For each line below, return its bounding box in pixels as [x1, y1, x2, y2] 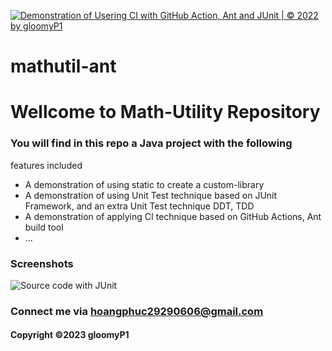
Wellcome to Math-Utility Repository [10, 101, 321, 124]
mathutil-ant [10, 55, 117, 78]
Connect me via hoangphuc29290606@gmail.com [10, 304, 264, 318]
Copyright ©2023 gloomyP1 [10, 329, 130, 341]
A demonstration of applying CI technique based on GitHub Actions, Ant [24, 210, 322, 222]
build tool [24, 221, 64, 233]
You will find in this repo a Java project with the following [10, 136, 293, 150]
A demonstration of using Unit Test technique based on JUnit [24, 189, 278, 201]
